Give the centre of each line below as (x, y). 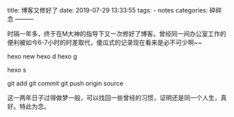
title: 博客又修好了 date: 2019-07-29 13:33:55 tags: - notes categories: (108, 10)
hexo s (17, 70)
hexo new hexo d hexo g (42, 56)
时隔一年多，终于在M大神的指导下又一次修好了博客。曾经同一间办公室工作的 (117, 34)
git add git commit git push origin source (65, 83)
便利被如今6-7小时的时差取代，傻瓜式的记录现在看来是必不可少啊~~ (105, 42)
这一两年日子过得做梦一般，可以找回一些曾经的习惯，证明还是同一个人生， (114, 97)
